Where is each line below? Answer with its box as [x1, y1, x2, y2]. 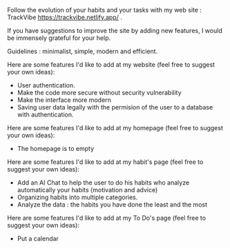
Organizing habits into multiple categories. [17, 193, 138, 201]
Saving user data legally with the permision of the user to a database [17, 103, 213, 111]
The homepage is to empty [17, 145, 95, 152]
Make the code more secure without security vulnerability [17, 89, 182, 96]
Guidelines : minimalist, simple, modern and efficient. [7, 48, 158, 55]
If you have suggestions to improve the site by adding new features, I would [7, 27, 222, 34]
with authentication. [17, 110, 74, 118]
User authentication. [17, 81, 76, 89]
